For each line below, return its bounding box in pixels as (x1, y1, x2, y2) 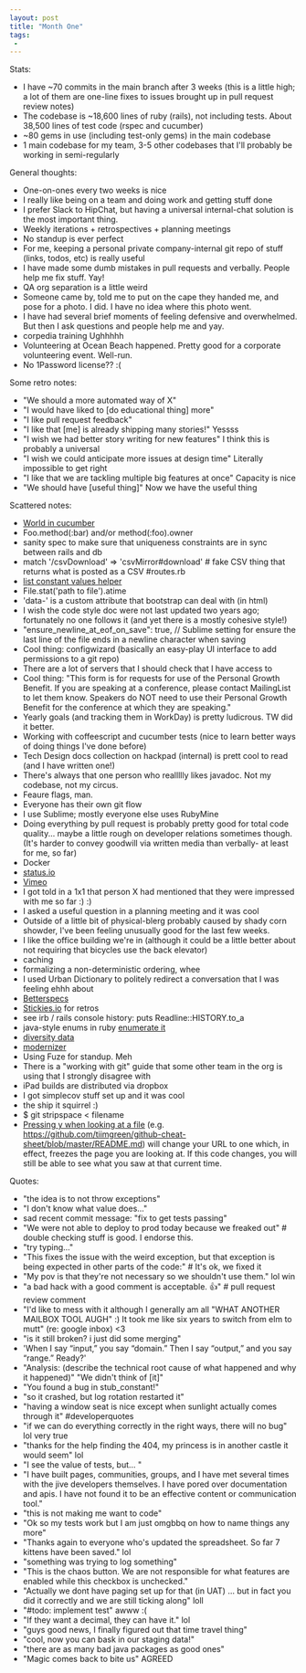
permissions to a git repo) (22, 654, 121, 665)
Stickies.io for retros (22, 1003, 100, 1014)
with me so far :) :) (22, 896, 92, 907)
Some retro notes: (9, 377, 78, 388)
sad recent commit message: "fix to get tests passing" (22, 1213, 227, 1224)
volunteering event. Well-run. (22, 350, 132, 361)
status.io (22, 867, 56, 878)
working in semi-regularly (22, 150, 121, 161)
